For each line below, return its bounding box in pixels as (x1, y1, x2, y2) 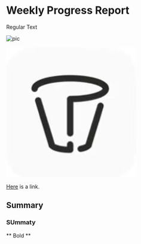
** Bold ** (6, 231, 31, 239)
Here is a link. (6, 183, 40, 190)
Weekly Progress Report (6, 4, 130, 17)
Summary (6, 200, 44, 211)
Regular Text (6, 23, 38, 30)
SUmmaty (6, 218, 36, 227)
